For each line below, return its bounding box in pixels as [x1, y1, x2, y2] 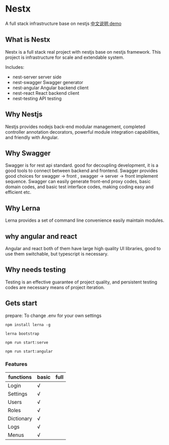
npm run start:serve [5, 340, 49, 345]
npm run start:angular [5, 349, 53, 354]
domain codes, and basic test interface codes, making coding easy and [5, 184, 154, 190]
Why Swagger [5, 149, 51, 157]
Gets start [5, 299, 37, 308]
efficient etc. [5, 189, 32, 195]
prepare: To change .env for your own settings [5, 312, 102, 318]
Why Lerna [5, 204, 40, 213]
